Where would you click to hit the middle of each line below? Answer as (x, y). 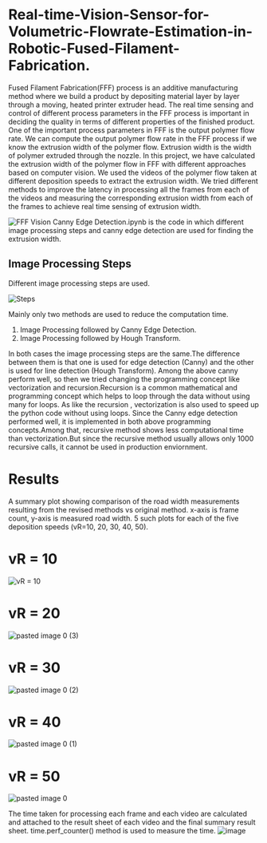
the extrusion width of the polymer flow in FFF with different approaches (127, 164)
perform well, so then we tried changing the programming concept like (124, 379)
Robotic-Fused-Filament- (94, 49)
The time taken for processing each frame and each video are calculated (128, 814)
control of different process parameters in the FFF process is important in (129, 113)
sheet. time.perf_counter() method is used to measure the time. (112, 831)
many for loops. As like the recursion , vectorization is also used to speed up (133, 404)
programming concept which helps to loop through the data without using (129, 396)
